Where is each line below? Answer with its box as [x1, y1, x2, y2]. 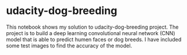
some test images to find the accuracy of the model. [6, 42, 132, 49]
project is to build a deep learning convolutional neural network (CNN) [6, 29, 175, 36]
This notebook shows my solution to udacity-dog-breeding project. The [6, 23, 179, 30]
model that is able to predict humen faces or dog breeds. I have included [6, 36, 182, 43]
